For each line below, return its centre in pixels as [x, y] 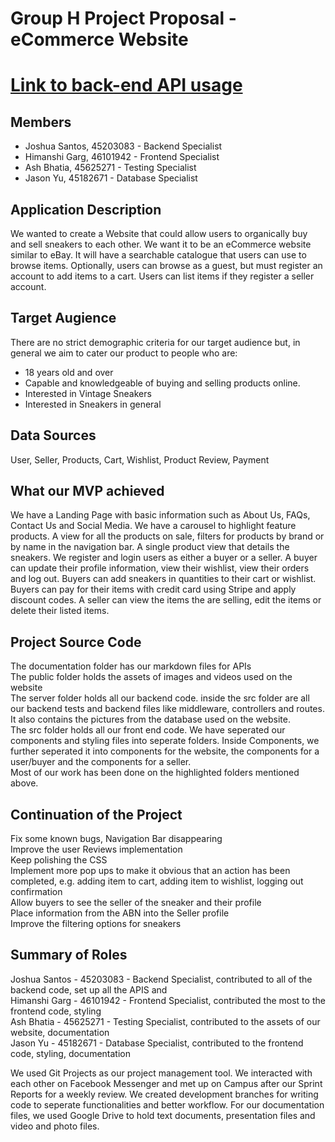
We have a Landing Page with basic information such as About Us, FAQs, [160, 515]
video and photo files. [55, 1126]
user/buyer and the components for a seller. [101, 762]
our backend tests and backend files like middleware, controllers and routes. [167, 709]
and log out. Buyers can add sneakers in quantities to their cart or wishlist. [163, 579]
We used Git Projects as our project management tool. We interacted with [161, 1073]
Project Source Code [76, 642]
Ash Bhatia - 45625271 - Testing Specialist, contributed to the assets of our [165, 1021]
